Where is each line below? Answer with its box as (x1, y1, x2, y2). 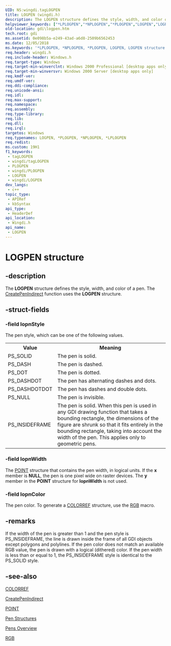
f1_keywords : (5, 150, 33, 155)
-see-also (5, 572, 37, 581)
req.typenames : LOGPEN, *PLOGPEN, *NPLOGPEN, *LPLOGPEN (5, 135, 126, 140)
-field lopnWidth (5, 456, 47, 463)
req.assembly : (5, 107, 36, 112)
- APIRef (7, 196, 26, 201)
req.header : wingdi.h (5, 50, 51, 55)
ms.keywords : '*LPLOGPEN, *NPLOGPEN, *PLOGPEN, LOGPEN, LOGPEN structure (5, 45, 165, 50)
